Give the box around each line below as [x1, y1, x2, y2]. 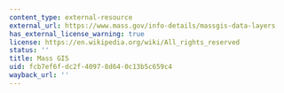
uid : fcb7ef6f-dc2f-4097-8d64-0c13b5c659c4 [9, 63, 173, 72]
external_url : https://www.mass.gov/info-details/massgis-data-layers [9, 21, 276, 30]
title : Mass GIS [9, 54, 69, 63]
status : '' [9, 46, 50, 55]
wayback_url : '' [9, 71, 69, 80]
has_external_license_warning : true [9, 29, 145, 38]
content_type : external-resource [9, 12, 133, 22]
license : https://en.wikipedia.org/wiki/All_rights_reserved [9, 37, 241, 47]
